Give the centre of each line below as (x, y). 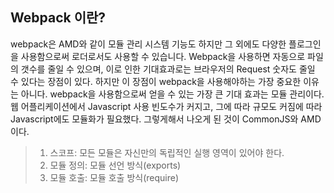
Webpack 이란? (58, 18)
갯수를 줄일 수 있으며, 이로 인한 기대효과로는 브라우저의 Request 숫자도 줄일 (168, 69)
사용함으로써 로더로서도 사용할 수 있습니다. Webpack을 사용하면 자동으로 (163, 56)
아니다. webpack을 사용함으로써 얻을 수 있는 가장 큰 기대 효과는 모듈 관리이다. (172, 94)
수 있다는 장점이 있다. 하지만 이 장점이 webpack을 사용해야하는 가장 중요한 (156, 81)
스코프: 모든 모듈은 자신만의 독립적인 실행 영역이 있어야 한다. (167, 152)
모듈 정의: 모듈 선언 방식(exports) (115, 165)
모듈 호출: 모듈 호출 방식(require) (114, 177)
